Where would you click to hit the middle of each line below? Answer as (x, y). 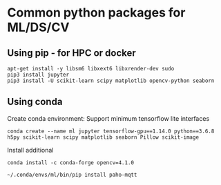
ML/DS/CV (38, 27)
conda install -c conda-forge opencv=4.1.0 (71, 163)
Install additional (30, 150)
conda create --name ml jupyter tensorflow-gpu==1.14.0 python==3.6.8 (111, 131)
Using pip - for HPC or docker (71, 53)
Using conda (35, 102)
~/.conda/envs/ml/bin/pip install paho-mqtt (72, 175)
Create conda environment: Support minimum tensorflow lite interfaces (108, 118)
